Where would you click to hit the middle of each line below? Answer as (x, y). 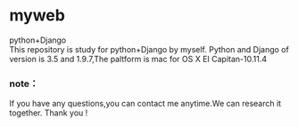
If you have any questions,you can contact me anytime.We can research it (145, 104)
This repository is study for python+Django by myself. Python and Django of (149, 49)
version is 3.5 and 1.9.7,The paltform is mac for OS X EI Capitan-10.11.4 (138, 59)
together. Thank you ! (49, 113)
